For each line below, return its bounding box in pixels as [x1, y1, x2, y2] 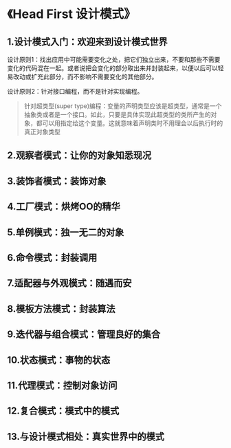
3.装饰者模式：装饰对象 [7, 175, 107, 186]
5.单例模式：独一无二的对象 [7, 226, 124, 238]
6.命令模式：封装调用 [7, 252, 98, 264]
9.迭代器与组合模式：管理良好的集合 [7, 328, 161, 341]
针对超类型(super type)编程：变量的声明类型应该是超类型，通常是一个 [23, 102, 222, 110]
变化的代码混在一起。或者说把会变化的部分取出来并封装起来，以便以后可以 [7, 64, 218, 72]
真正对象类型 [23, 128, 60, 136]
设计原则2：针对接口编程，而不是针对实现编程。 [7, 87, 144, 95]
